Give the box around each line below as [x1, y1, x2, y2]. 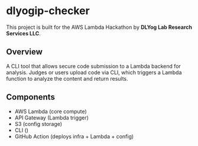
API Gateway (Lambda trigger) [14, 114, 89, 121]
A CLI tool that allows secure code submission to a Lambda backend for [6, 62, 181, 69]
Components [6, 92, 55, 102]
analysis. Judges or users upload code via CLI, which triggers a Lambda [6, 69, 182, 76]
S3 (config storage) [14, 120, 63, 127]
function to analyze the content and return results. [6, 75, 128, 82]
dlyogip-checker [6, 4, 90, 18]
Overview [6, 47, 43, 57]
